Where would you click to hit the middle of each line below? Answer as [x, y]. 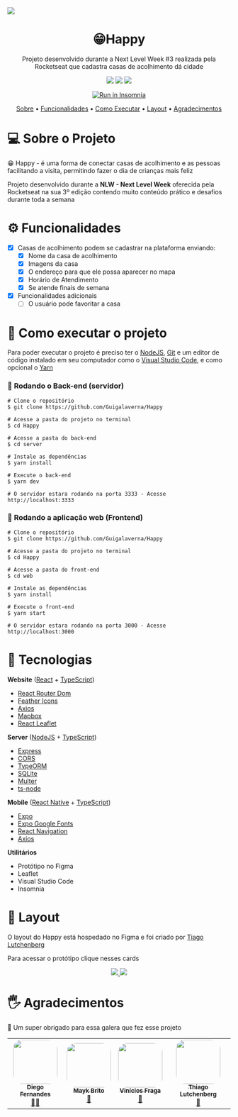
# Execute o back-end [39, 475]
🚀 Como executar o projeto [87, 333]
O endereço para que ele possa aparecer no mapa [102, 272]
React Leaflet [37, 723]
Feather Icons [38, 701]
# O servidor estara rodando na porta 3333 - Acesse [87, 494]
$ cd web [20, 576]
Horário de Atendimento [63, 280]
